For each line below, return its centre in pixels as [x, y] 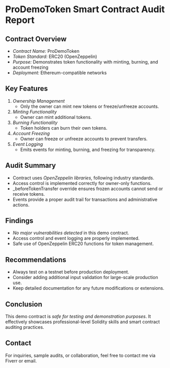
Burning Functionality [35, 122]
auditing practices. [25, 327]
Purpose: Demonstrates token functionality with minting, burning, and [85, 62]
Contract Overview [36, 39]
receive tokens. [29, 194]
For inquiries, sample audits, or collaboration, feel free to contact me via [80, 355]
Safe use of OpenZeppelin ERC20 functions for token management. [83, 244]
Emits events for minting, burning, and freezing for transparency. [88, 149]
